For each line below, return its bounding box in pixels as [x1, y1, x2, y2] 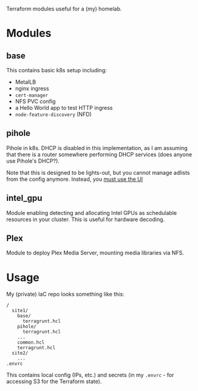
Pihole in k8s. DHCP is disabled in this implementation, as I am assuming [6, 144, 188, 151]
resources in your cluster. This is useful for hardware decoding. [6, 216, 165, 223]
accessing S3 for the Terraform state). [6, 378, 102, 385]
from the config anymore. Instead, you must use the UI [6, 175, 143, 183]
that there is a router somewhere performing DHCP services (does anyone [6, 151, 193, 158]
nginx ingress [15, 85, 50, 92]
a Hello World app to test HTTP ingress [15, 104, 113, 111]
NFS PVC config [15, 98, 56, 105]
